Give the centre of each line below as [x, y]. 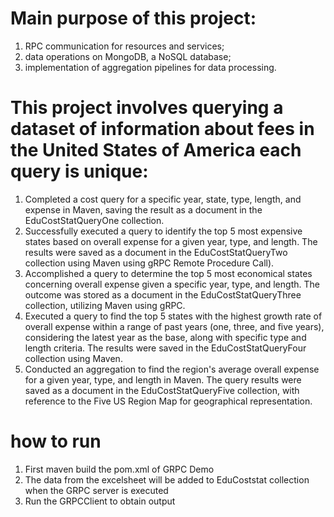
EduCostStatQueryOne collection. [94, 220]
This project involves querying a [147, 108]
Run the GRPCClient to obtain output [100, 501]
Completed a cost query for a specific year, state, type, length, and [163, 199]
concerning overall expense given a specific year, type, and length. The [172, 284]
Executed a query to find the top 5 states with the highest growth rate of [173, 316]
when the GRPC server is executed [96, 490]
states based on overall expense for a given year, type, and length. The [171, 241]
